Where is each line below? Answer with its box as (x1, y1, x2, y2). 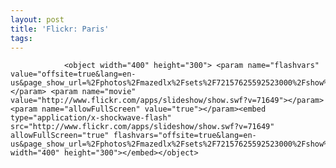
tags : (10, 33, 33, 43)
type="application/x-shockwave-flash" (10, 113, 172, 123)
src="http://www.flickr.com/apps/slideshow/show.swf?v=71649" (10, 122, 275, 132)
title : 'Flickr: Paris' (10, 24, 110, 34)
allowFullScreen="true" (10, 131, 110, 141)
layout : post (10, 14, 65, 25)
